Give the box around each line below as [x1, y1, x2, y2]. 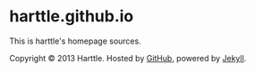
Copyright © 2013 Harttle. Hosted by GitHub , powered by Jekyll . [9, 52, 247, 63]
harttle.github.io [9, 6, 134, 27]
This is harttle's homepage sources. [9, 36, 141, 46]
